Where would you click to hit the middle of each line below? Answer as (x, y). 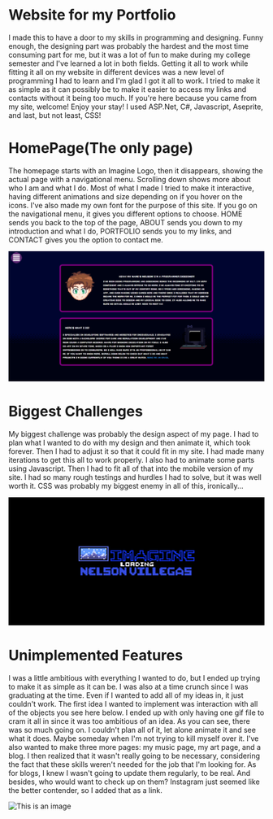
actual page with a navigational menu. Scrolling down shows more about (130, 179)
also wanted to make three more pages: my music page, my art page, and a (135, 747)
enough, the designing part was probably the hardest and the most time (129, 46)
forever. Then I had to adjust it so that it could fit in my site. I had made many (136, 451)
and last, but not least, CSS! (55, 115)
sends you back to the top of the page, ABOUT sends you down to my (126, 222)
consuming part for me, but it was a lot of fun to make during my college (130, 54)
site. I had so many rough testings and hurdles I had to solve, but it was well (135, 477)
